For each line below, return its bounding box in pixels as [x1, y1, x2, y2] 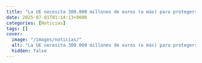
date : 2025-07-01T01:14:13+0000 [6, 14, 87, 20]
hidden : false [11, 48, 47, 54]
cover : [6, 31, 23, 37]
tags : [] [6, 25, 28, 32]
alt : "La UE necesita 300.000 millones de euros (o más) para [11, 43, 171, 49]
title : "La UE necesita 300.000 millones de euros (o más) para [6, 8, 171, 15]
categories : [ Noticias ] [6, 20, 66, 26]
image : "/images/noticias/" [11, 37, 82, 43]
